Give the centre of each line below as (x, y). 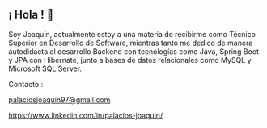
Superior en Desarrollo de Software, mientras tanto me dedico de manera (131, 43)
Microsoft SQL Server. (45, 68)
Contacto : (26, 84)
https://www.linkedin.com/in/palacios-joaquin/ (86, 115)
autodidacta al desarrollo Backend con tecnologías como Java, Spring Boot (134, 51)
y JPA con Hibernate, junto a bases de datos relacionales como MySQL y (130, 60)
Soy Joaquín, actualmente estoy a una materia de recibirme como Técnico (132, 34)
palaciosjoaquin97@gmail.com (59, 99)
